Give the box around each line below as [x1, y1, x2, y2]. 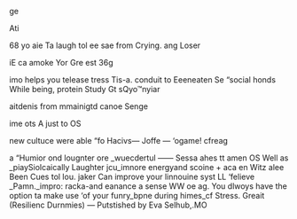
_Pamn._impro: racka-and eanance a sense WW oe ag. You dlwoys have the [9, 181, 288, 192]
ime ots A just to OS [9, 118, 82, 129]
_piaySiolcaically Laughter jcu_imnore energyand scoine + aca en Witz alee [9, 162, 285, 172]
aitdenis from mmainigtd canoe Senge [9, 101, 149, 112]
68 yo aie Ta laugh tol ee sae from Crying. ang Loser [9, 40, 201, 51]
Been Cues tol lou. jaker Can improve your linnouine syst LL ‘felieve [9, 171, 255, 182]
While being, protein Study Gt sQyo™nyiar [9, 84, 160, 94]
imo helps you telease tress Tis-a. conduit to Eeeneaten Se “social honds [9, 74, 277, 85]
